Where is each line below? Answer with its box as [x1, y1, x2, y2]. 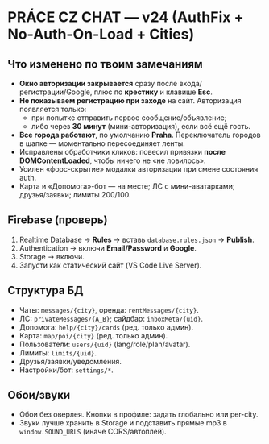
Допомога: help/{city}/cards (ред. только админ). [19, 322, 194, 332]
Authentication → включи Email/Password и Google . [19, 243, 197, 253]
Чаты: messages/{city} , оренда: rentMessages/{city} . [19, 305, 199, 314]
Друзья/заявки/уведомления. [19, 356, 122, 366]
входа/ [179, 79, 203, 88]
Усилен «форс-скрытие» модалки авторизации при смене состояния [19, 164, 259, 173]
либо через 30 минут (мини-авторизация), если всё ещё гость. [31, 122, 251, 131]
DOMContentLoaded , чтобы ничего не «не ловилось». [19, 156, 206, 165]
